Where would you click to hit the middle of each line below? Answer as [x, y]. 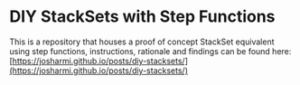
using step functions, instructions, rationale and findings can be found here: [150, 51]
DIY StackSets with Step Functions [142, 17]
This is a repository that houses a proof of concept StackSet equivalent [142, 42]
